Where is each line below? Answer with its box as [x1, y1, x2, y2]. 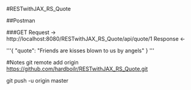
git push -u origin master [6, 77, 69, 84]
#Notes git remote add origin [6, 59, 79, 66]
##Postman [6, 17, 35, 24]
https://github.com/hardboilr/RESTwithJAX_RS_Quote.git [6, 65, 148, 72]
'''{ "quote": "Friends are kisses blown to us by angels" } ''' [6, 47, 154, 54]
